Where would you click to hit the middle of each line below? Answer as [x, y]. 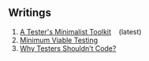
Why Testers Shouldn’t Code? [68, 48]
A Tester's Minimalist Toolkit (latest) [80, 31]
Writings [30, 13]
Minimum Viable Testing [59, 40]
